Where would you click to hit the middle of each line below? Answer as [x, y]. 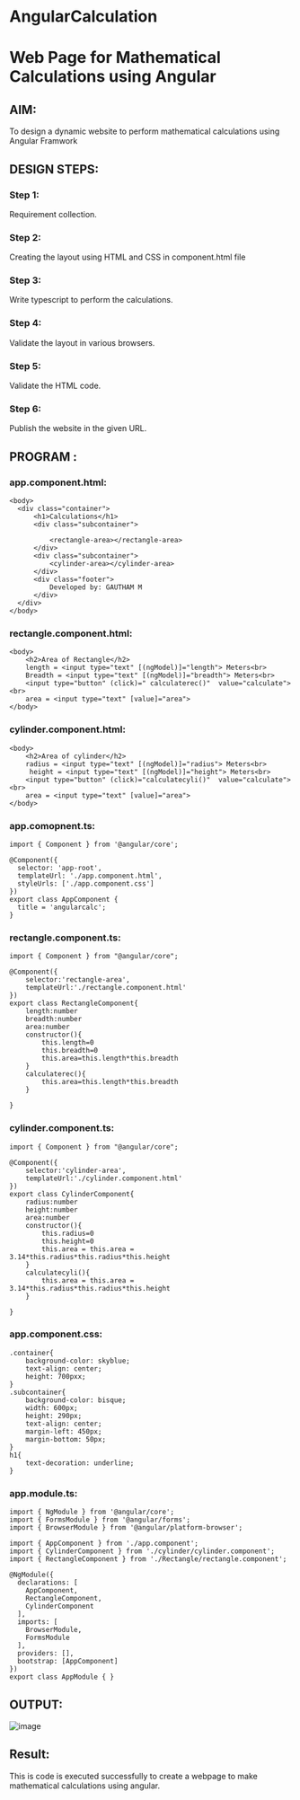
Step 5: [26, 366]
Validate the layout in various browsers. [82, 342]
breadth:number [54, 1019]
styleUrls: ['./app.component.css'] [86, 883]
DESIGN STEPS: [54, 169]
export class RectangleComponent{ [74, 1003]
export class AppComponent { [64, 899]
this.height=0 [68, 1241]
